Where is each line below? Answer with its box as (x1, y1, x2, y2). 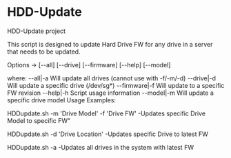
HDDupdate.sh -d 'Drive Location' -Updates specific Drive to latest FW (7, 130, 208, 138)
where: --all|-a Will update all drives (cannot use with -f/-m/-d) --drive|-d (7, 74, 216, 82)
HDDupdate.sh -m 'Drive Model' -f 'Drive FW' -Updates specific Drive (7, 109, 205, 117)
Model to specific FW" (7, 116, 71, 124)
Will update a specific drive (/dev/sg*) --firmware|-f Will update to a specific (7, 81, 225, 89)
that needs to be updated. (7, 47, 81, 56)
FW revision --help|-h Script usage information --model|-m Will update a (7, 89, 214, 97)
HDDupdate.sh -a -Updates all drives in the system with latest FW (7, 143, 194, 151)
